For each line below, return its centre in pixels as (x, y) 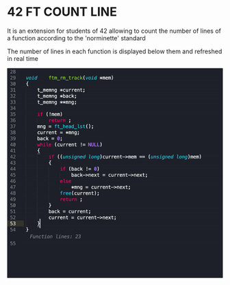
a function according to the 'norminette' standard (76, 38)
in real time (23, 58)
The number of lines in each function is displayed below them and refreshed (115, 51)
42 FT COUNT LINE (62, 12)
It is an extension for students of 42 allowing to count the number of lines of (114, 31)
